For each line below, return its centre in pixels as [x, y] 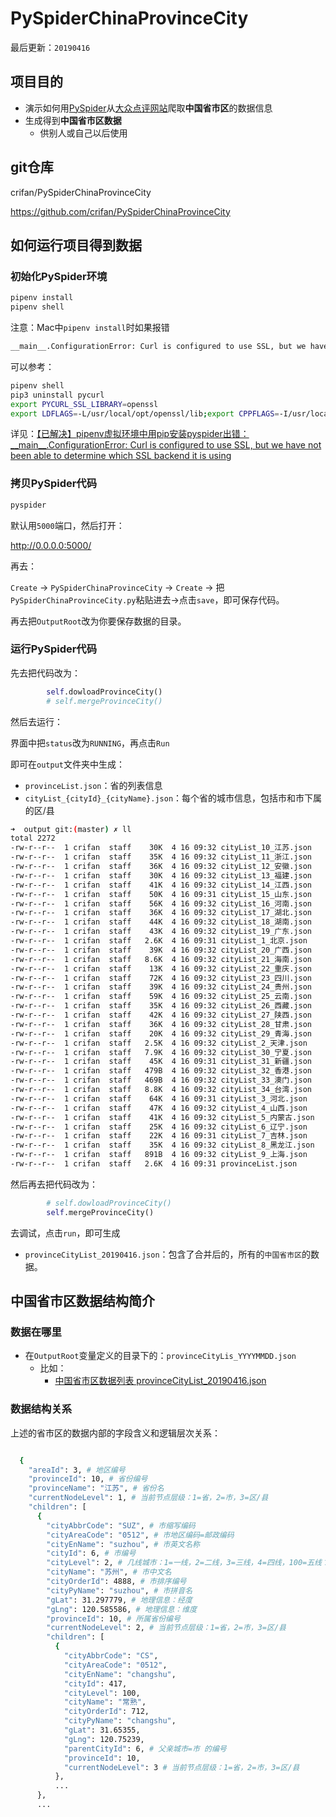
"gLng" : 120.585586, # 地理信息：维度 [122, 1609]
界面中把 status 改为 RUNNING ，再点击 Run [90, 743]
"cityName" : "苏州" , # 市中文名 [109, 1572]
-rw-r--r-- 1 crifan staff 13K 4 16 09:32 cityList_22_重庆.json [161, 968]
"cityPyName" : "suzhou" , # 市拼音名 [119, 1590]
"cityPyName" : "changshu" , [120, 1721]
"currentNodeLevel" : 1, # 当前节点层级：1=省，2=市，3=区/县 [148, 1498]
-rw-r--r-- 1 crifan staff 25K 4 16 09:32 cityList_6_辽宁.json [159, 1127]
